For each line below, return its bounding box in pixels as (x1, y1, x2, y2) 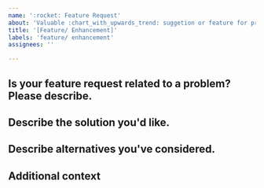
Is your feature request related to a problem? (8, 76, 231, 90)
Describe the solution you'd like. (8, 116, 170, 129)
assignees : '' (8, 41, 55, 49)
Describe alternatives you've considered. (8, 142, 216, 156)
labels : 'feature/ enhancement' (8, 33, 114, 42)
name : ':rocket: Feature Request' (8, 11, 122, 20)
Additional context (8, 169, 101, 182)
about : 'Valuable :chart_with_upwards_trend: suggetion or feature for (8, 19, 247, 27)
